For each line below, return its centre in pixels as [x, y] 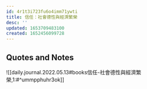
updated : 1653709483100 [35, 28]
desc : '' [17, 22]
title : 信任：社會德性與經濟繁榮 [42, 17]
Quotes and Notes [40, 57]
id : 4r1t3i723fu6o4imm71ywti [42, 11]
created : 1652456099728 [35, 34]
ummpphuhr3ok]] [43, 80]
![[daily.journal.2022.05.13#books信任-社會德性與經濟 [71, 72]
